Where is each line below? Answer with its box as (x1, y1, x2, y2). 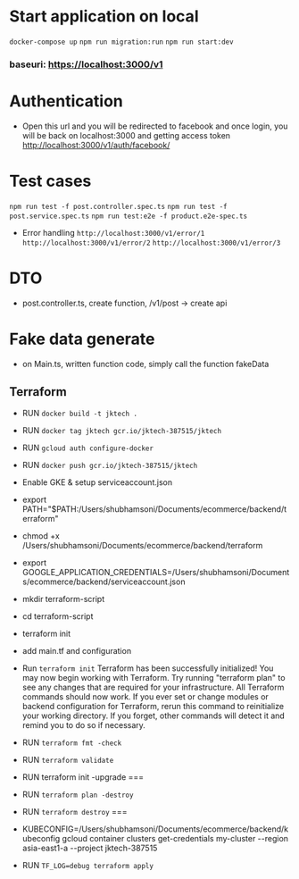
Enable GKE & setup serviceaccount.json (21, 477, 172, 488)
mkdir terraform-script (21, 594, 105, 605)
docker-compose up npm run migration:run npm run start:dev (9, 38, 234, 46)
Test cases (9, 171, 92, 191)
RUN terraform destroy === (21, 807, 128, 817)
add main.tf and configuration (21, 646, 132, 657)
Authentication (9, 91, 123, 112)
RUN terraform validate (21, 755, 114, 766)
